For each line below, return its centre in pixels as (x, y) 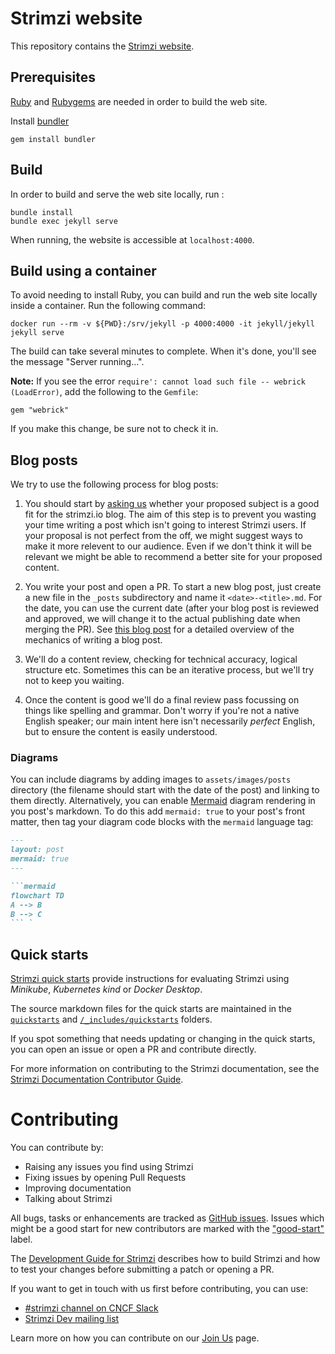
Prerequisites (53, 77)
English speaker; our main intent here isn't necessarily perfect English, (170, 721)
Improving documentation (78, 1188)
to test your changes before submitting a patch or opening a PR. (142, 1269)
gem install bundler (53, 139)
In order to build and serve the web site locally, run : (117, 194)
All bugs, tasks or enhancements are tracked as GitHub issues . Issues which (167, 1218)
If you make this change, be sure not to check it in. (114, 429)
